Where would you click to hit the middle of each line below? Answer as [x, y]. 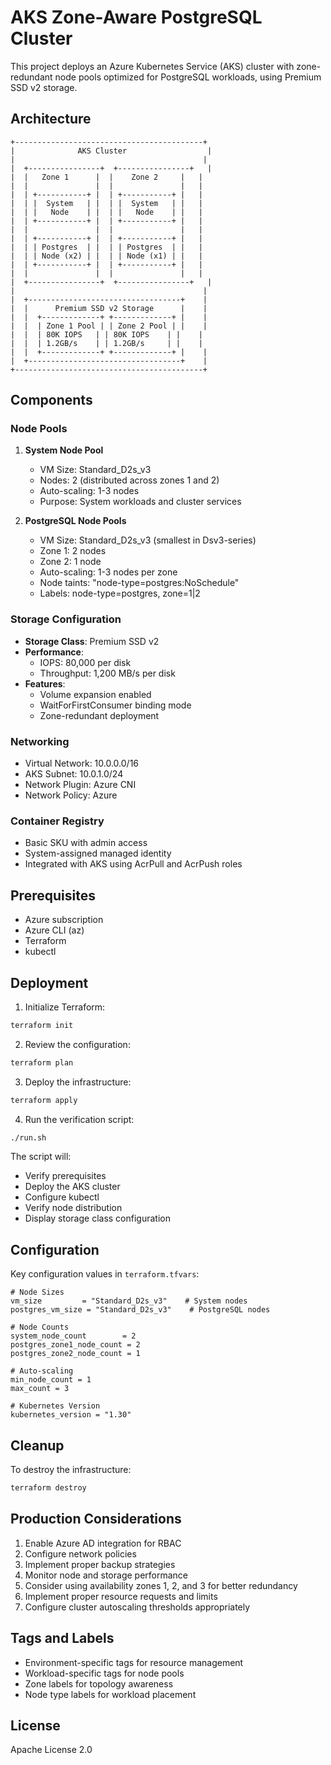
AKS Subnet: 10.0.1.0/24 [74, 774]
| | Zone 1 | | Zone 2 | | [106, 177]
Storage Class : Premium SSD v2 [92, 641]
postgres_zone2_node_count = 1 [75, 1354]
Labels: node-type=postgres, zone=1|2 [120, 593]
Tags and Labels [62, 1638]
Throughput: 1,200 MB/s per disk [107, 673]
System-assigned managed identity [98, 853]
